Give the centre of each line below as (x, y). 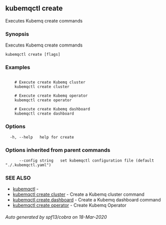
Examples (18, 67)
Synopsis (17, 34)
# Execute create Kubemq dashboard (52, 109)
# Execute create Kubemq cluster (50, 82)
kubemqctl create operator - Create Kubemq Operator (69, 205)
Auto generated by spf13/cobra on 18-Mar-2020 (56, 217)
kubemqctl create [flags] (33, 55)
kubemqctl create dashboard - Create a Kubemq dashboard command (87, 200)
